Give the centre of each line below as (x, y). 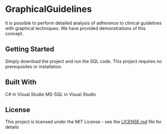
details (12, 127)
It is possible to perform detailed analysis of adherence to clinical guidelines (83, 23)
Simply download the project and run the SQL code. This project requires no (83, 61)
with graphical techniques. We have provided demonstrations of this (75, 28)
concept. (14, 33)
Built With (21, 82)
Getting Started (30, 49)
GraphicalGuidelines (48, 9)
